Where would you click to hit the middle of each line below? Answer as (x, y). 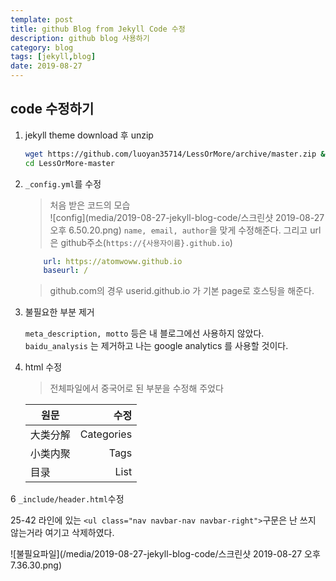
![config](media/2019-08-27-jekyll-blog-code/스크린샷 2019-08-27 (187, 217)
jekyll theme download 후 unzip (89, 135)
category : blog (42, 47)
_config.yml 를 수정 (63, 183)
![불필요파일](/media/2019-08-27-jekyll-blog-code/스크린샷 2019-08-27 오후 (165, 554)
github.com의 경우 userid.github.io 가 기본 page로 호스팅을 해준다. (182, 291)
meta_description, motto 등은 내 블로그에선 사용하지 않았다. (144, 333)
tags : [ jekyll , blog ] (53, 57)
